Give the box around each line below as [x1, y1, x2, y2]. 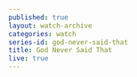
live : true [8, 54, 49, 63]
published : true [8, 12, 68, 22]
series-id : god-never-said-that [8, 37, 128, 47]
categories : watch [8, 29, 77, 38]
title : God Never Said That [8, 46, 113, 55]
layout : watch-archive [8, 21, 93, 30]
